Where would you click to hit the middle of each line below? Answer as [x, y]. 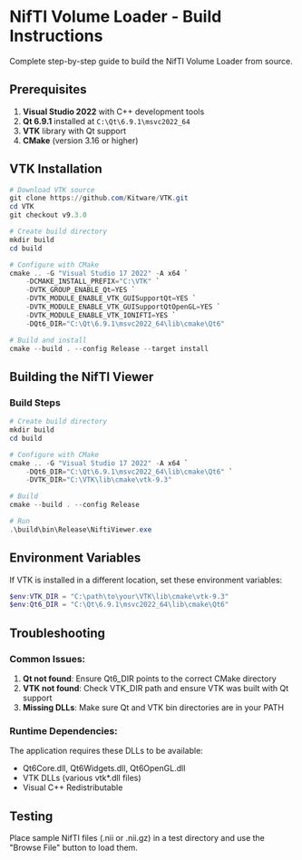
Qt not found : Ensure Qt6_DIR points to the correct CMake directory [149, 679]
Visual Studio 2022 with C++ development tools [113, 112]
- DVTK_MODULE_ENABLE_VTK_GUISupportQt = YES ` [111, 298]
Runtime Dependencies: [63, 730]
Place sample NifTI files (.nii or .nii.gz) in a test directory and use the [137, 838]
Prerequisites [48, 89]
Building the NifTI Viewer [82, 377]
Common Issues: [48, 659]
